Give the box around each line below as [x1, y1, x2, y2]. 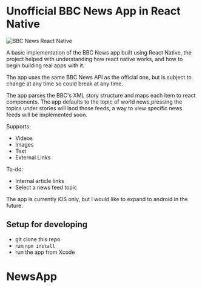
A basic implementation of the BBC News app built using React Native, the [6, 48, 192, 56]
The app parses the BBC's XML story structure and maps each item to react [6, 91, 196, 99]
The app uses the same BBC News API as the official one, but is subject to [6, 73, 192, 81]
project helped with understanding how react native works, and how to [6, 55, 183, 62]
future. [6, 202, 23, 209]
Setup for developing [6, 219, 88, 230]
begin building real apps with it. [6, 62, 85, 69]
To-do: [6, 165, 23, 173]
